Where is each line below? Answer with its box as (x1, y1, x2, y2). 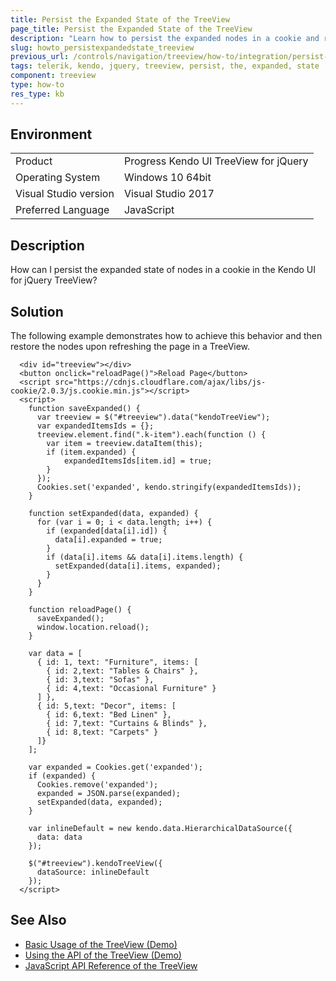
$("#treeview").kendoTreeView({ (28, 859, 163, 869)
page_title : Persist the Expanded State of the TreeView (10, 24, 253, 34)
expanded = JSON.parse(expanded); (36, 789, 182, 799)
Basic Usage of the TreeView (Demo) (24, 938, 178, 950)
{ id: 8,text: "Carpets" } (46, 727, 159, 738)
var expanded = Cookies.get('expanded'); (28, 762, 203, 773)
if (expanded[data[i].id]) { (46, 526, 168, 536)
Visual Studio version (15, 187, 115, 201)
